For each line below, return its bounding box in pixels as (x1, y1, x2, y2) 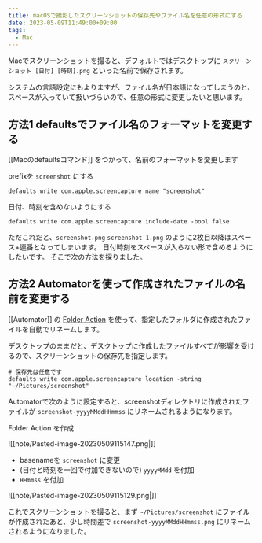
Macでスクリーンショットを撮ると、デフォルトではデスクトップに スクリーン (8, 56, 253, 65)
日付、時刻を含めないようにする (8, 202, 111, 212)
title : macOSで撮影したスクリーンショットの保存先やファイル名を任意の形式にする (8, 11, 243, 20)
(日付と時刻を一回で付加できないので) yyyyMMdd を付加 (19, 465, 195, 475)
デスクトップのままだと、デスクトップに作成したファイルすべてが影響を (8, 341, 241, 350)
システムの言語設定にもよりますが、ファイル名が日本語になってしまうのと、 (8, 83, 255, 92)
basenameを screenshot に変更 (19, 455, 120, 464)
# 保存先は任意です (8, 368, 63, 376)
